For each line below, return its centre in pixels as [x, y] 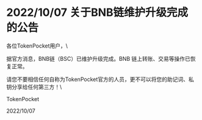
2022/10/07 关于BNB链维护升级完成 [97, 12]
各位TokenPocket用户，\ [37, 46]
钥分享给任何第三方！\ [34, 86]
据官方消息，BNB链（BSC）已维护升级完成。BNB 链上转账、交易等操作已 [99, 58]
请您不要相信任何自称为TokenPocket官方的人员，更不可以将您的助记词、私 [100, 79]
